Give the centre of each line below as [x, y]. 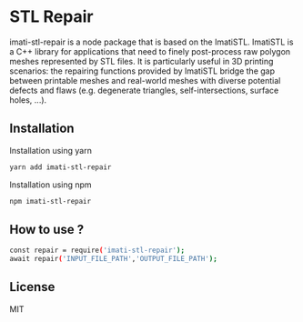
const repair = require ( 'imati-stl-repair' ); [97, 251]
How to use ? [47, 229]
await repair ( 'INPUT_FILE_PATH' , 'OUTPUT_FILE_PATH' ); [114, 259]
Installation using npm [51, 185]
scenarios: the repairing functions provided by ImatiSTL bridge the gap [142, 71]
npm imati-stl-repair [50, 201]
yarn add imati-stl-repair [61, 167]
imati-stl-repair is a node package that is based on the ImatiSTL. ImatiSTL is [151, 42]
